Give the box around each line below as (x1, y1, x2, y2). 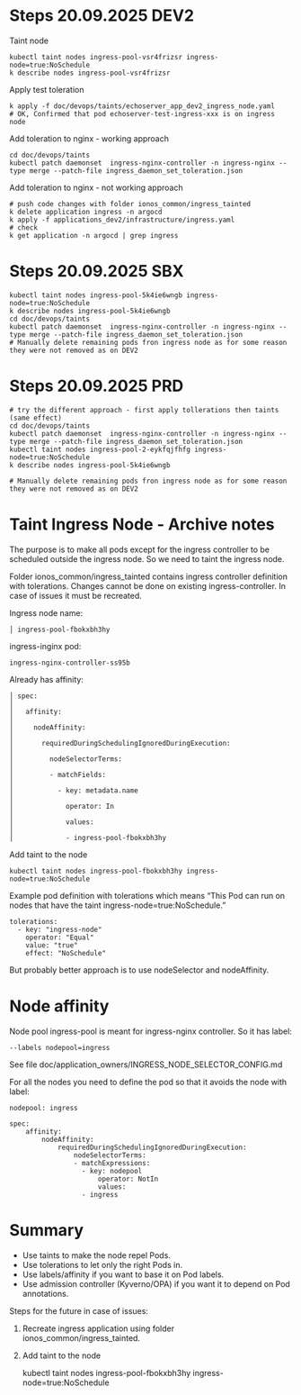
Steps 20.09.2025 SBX (9, 261, 184, 282)
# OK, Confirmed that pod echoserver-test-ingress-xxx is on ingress (9, 109, 276, 118)
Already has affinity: (9, 674, 84, 684)
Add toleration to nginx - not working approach (9, 182, 183, 193)
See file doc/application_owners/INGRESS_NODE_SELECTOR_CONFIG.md (9, 1059, 283, 1070)
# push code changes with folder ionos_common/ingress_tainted (9, 199, 252, 208)
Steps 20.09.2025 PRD (9, 376, 184, 396)
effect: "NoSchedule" (25, 948, 106, 957)
